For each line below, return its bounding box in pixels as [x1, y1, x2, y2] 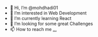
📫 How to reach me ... [10, 26, 57, 32]
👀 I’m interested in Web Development [10, 10, 87, 16]
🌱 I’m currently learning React [10, 15, 72, 21]
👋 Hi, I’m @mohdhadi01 [10, 5, 58, 10]
